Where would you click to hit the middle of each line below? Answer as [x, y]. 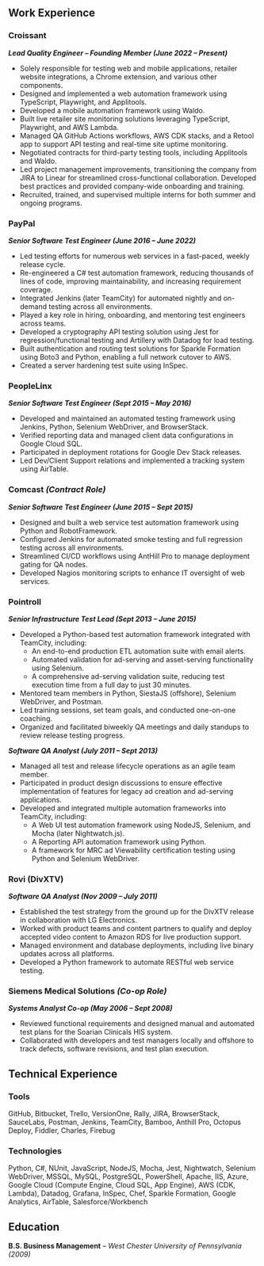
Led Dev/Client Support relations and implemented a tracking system [132, 461]
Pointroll [25, 601]
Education [34, 1227]
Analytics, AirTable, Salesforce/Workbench [78, 1202]
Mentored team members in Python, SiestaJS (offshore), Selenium [128, 693]
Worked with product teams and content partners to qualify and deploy [136, 929]
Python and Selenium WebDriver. [86, 858]
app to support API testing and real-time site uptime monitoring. [124, 144]
